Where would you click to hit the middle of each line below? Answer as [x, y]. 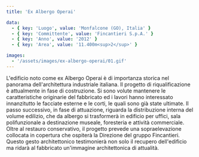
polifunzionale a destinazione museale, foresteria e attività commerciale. [95, 122]
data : [13, 22]
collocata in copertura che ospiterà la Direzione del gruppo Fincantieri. [93, 135]
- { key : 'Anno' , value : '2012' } [54, 39]
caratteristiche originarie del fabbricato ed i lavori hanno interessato [90, 97]
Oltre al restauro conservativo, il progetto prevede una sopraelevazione [94, 128]
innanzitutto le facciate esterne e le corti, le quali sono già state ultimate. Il [98, 103]
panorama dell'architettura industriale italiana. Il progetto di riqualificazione [99, 84]
